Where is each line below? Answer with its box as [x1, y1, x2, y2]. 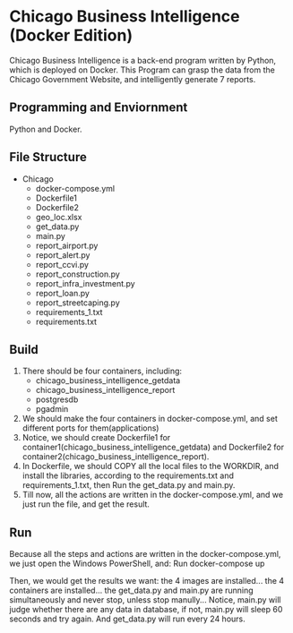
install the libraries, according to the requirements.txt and [22, 470, 235, 481]
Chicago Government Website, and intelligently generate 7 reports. [9, 73, 256, 84]
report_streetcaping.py [35, 297, 121, 308]
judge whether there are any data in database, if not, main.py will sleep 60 [9, 604, 283, 615]
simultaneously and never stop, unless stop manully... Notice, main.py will [9, 595, 281, 605]
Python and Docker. [9, 124, 82, 134]
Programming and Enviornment [9, 100, 188, 115]
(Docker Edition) [9, 25, 133, 46]
